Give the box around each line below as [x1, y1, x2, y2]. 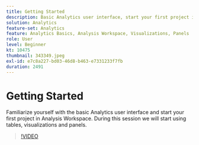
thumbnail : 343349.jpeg [6, 53, 65, 59]
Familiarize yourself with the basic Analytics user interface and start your [6, 109, 185, 116]
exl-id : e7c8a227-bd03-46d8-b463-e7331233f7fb [6, 58, 123, 64]
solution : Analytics [6, 20, 57, 25]
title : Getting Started [6, 8, 65, 15]
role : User [6, 36, 33, 42]
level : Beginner [6, 42, 46, 48]
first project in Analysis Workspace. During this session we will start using [6, 115, 187, 122]
